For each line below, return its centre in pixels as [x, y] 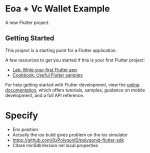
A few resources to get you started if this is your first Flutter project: [75, 60]
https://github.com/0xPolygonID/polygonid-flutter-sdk [68, 140]
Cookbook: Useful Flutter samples [47, 75]
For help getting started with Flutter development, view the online [72, 84]
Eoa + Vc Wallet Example [57, 9]
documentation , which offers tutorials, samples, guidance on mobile [75, 90]
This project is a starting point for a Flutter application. [61, 50]
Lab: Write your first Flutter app [45, 69]
